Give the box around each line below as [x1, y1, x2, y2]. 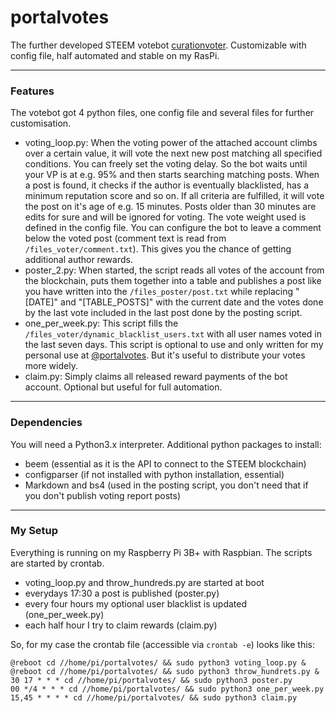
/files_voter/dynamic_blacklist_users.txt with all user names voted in [24, 328, 323, 340]
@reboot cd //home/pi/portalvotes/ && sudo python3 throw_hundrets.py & [10, 666, 320, 676]
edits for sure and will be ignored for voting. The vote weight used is [24, 211, 307, 223]
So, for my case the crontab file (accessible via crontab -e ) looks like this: [10, 638, 315, 650]
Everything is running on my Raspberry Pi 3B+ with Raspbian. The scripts [10, 546, 313, 558]
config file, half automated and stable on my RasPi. [10, 49, 220, 61]
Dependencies [10, 416, 83, 430]
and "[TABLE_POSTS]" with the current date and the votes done [60, 296, 324, 308]
